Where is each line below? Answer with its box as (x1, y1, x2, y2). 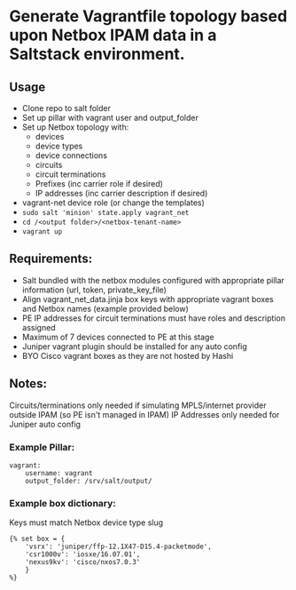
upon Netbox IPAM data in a (9, 25, 217, 45)
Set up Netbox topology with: (21, 122, 129, 132)
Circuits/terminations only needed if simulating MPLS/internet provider (9, 400, 267, 411)
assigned (21, 322, 56, 332)
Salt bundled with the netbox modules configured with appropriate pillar (21, 275, 285, 285)
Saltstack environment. (9, 44, 185, 64)
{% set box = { (9, 535, 66, 544)
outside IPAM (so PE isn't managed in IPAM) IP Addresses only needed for (9, 409, 280, 419)
